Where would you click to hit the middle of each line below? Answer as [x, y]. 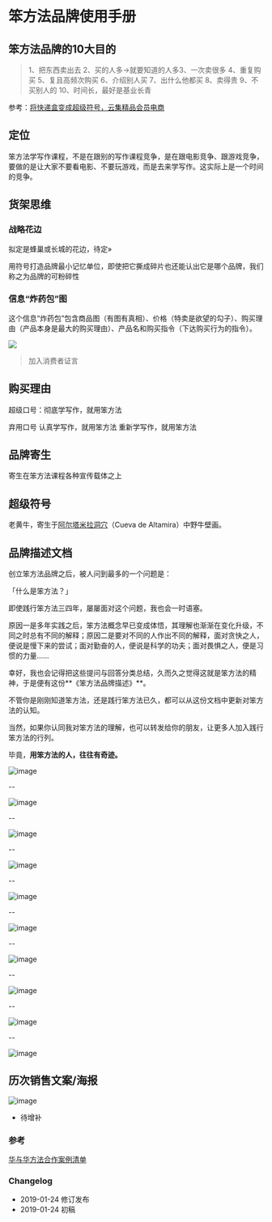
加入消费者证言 [53, 360]
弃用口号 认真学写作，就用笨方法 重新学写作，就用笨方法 [102, 426]
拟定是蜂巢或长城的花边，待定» [60, 248]
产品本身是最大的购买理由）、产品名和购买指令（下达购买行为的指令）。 [139, 328]
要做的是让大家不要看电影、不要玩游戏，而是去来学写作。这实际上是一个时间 [136, 166]
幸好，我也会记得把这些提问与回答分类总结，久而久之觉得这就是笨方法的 [129, 673]
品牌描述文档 [40, 552]
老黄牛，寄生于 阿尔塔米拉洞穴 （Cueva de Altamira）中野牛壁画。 [117, 525]
